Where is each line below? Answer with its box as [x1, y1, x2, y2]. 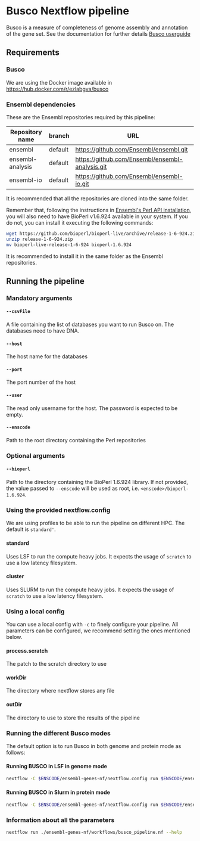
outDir [6, 701, 23, 707]
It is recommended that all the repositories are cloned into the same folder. [6, 195, 189, 202]
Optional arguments [6, 451, 65, 460]
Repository [10, 128, 42, 136]
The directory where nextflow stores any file [6, 687, 115, 694]
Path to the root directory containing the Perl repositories [6, 436, 146, 443]
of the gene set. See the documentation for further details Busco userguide [6, 30, 190, 37]
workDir [6, 674, 27, 681]
